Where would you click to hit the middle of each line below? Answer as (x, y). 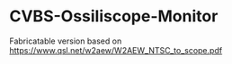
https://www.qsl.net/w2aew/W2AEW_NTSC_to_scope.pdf (116, 50)
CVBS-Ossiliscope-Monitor (114, 16)
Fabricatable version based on (66, 41)
